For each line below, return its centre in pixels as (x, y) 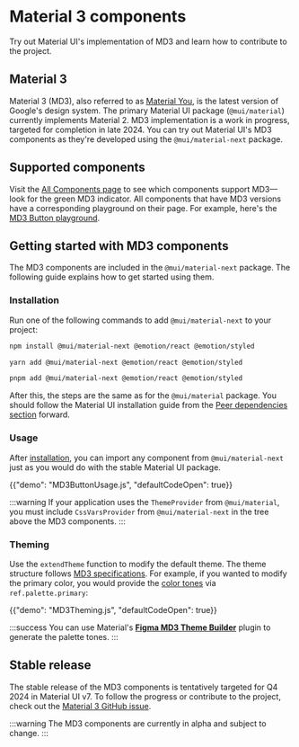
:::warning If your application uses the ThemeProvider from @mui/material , (145, 502)
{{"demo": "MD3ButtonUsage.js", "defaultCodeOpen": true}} (121, 485)
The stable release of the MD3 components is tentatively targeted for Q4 (144, 687)
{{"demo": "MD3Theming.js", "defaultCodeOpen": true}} (113, 609)
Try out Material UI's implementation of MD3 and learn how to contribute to (148, 41)
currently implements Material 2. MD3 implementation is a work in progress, (149, 120)
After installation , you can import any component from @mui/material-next (147, 458)
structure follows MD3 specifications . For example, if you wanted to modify (148, 574)
